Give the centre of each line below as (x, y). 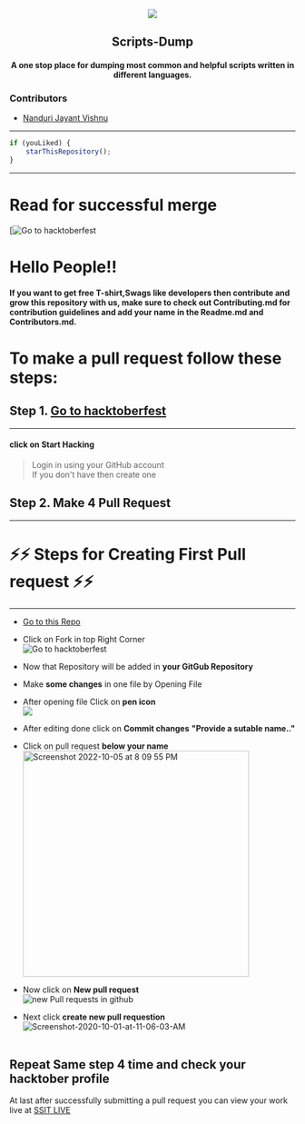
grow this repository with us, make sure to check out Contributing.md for (150, 302)
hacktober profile (60, 1078)
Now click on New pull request (80, 990)
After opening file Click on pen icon (89, 701)
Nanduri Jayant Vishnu (65, 118)
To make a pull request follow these (146, 358)
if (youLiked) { (40, 144)
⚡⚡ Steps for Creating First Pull (128, 554)
